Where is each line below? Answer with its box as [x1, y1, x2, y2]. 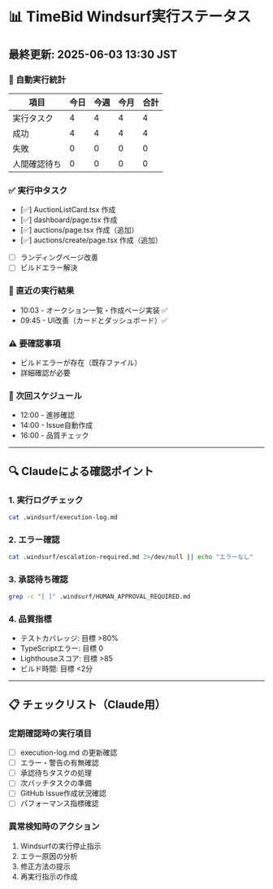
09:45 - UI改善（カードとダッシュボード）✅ [19, 315, 168, 325]
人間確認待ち [12, 158, 63, 169]
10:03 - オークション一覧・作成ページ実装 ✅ [19, 305, 168, 315]
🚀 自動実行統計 [8, 74, 67, 85]
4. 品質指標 [8, 613, 52, 625]
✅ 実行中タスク [8, 185, 67, 196]
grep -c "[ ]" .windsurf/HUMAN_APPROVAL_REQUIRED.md [8, 593, 191, 601]
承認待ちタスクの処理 [19, 768, 92, 778]
